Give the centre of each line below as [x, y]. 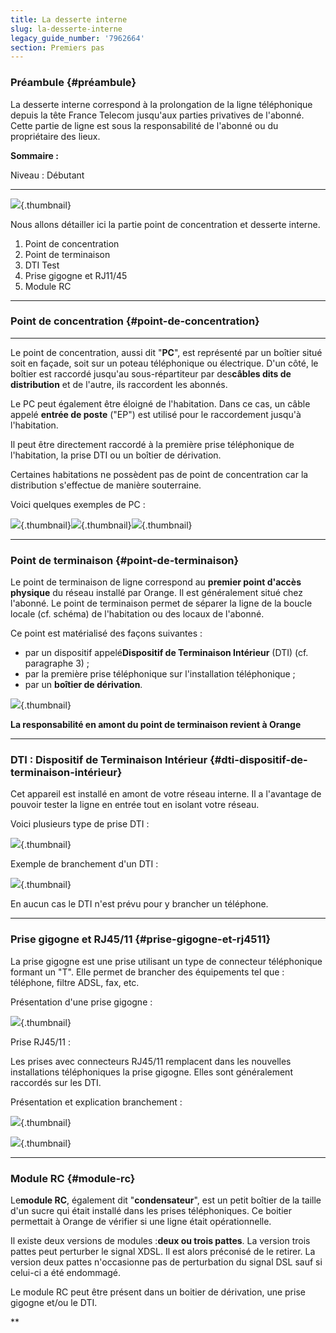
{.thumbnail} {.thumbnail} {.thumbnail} [106, 525]
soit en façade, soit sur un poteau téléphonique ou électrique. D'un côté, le [164, 363]
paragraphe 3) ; [57, 663]
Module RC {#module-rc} [73, 1178]
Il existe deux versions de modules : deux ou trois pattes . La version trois [160, 1241]
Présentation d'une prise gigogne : [81, 1002]
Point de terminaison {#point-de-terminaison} [125, 560]
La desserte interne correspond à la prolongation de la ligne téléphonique [161, 104]
